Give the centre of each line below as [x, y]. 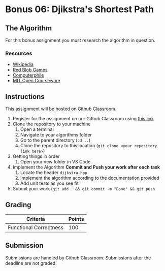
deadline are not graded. [31, 263]
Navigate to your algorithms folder [56, 135]
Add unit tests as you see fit [49, 183]
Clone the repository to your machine [52, 124]
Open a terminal [37, 129]
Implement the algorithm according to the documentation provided [90, 178]
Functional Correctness [36, 227]
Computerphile [28, 75]
